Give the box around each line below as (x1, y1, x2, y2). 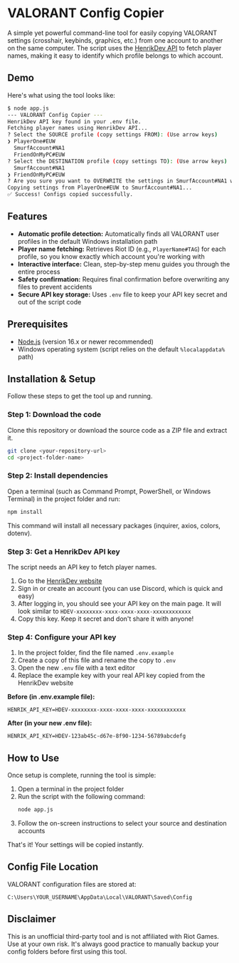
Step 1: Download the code (7, 410, 102, 420)
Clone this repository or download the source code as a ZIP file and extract (7, 426, 228, 434)
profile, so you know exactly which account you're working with (17, 252, 205, 261)
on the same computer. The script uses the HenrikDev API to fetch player (7, 43, 222, 52)
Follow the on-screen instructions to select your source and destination (17, 818, 227, 828)
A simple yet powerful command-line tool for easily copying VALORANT (7, 29, 218, 37)
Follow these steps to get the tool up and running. (7, 392, 153, 401)
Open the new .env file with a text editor (17, 664, 136, 672)
